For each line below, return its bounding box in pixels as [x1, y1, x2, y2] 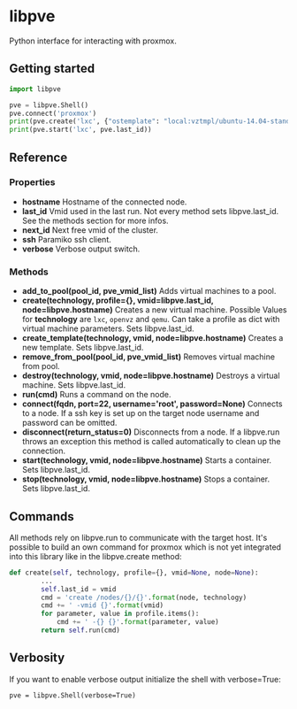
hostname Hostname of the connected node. [21, 197, 187, 207]
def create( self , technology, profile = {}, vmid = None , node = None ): [9, 568, 259, 577]
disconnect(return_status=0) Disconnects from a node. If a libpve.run [21, 427, 280, 437]
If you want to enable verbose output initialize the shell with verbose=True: [9, 674, 281, 684]
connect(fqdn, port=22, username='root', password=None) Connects [21, 398, 283, 409]
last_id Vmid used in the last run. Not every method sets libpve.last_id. [21, 205, 279, 216]
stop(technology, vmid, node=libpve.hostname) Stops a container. [21, 474, 270, 484]
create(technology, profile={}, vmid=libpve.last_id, [21, 295, 214, 306]
